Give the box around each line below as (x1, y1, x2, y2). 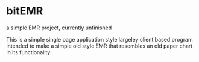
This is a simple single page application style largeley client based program (6, 36, 193, 43)
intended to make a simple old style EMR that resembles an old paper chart (6, 42, 193, 49)
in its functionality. (6, 48, 52, 55)
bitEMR (6, 4, 43, 18)
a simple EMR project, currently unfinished (6, 24, 112, 31)
